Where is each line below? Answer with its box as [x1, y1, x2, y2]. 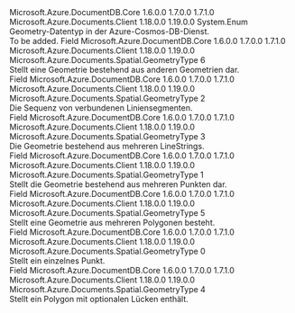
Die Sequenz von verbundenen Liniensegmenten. [9, 103, 193, 113]
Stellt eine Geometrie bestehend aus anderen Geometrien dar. [9, 65, 240, 75]
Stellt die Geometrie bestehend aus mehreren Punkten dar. [9, 179, 227, 190]
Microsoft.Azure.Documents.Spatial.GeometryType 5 [9, 208, 206, 218]
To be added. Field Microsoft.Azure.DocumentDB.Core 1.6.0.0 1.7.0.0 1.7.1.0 [9, 36, 286, 46]
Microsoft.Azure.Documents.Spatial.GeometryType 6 [9, 55, 206, 65]
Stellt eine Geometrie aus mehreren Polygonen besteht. [9, 218, 216, 228]
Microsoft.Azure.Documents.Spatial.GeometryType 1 [9, 169, 205, 180]
